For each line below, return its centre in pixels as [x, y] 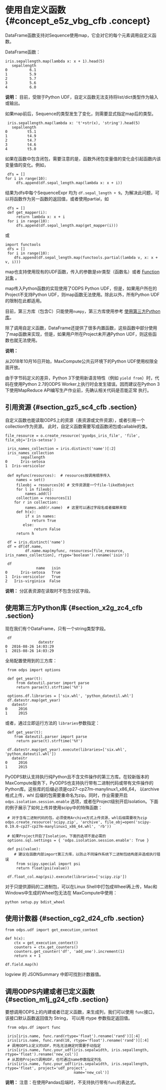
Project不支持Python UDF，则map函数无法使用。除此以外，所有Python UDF [82, 294]
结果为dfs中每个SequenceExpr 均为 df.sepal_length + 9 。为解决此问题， [80, 193]
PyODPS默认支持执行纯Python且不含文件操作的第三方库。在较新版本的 [77, 776]
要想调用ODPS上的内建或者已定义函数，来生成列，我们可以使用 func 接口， [81, 1012]
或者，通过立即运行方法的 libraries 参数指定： [53, 723]
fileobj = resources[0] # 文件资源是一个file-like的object [75, 485]
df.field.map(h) [22, 965]
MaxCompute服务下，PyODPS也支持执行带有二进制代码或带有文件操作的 [80, 783]
